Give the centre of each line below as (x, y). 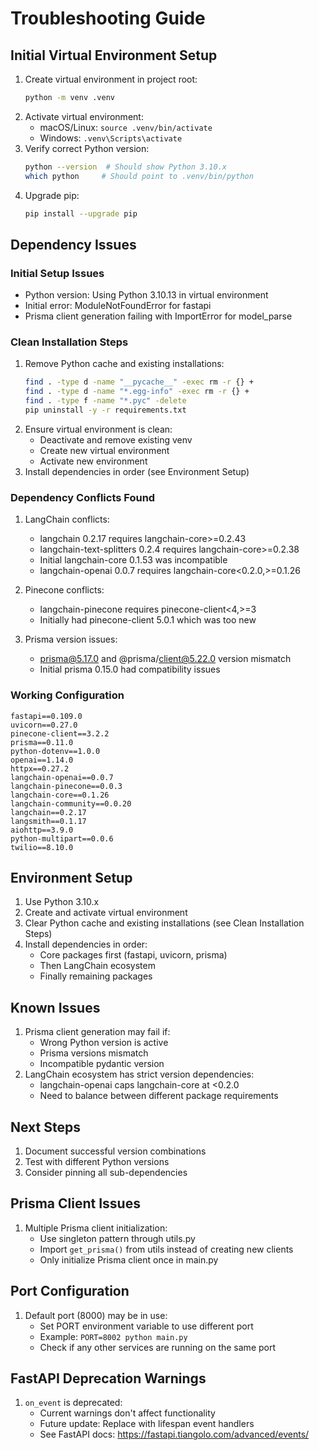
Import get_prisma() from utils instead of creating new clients (166, 1249)
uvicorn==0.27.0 (44, 725)
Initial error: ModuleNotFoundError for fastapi (118, 306)
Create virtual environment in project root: (111, 79)
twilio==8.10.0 (42, 847)
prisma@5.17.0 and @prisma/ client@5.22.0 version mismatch (165, 659)
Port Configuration (70, 1291)
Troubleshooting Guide (108, 18)
